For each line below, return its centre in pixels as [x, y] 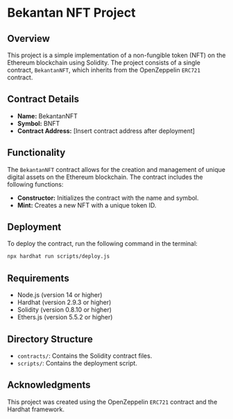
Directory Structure [50, 339]
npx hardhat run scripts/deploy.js [59, 256]
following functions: [35, 184]
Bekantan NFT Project [71, 13]
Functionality [36, 153]
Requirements [38, 278]
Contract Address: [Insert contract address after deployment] [106, 131]
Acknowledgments [49, 385]
